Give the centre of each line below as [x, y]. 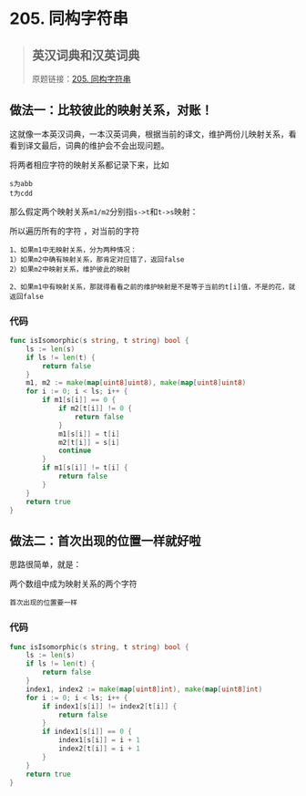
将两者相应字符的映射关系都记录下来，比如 [89, 164]
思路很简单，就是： [46, 564]
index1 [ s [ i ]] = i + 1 [99, 740]
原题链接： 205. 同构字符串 [82, 79]
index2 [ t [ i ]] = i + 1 [99, 749]
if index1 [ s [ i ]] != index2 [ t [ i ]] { [110, 706]
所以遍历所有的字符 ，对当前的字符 [74, 231]
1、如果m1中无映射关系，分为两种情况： [73, 250]
